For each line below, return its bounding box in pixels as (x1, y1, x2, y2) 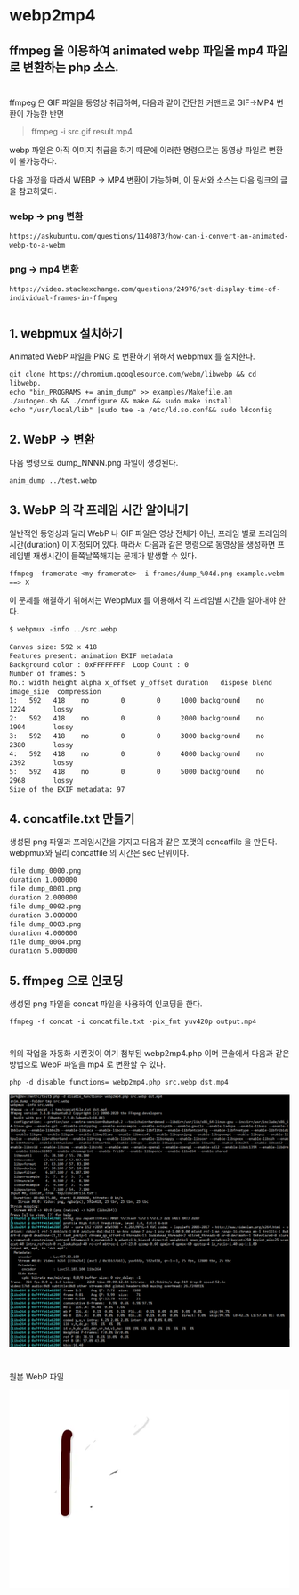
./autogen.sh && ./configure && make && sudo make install (9, 396, 233, 405)
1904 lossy (9, 722, 74, 731)
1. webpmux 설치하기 (9, 326, 123, 341)
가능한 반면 (25, 108, 65, 118)
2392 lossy (9, 758, 74, 767)
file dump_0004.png (9, 938, 82, 947)
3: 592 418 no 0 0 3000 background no (9, 731, 265, 740)
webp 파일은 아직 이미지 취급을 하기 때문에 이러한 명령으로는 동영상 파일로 (9, 144, 267, 155)
